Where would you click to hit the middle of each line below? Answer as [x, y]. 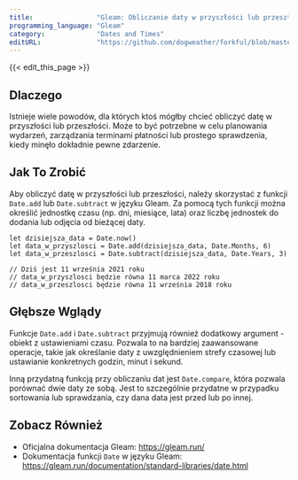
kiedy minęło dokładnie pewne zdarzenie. [85, 145]
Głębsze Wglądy [55, 312]
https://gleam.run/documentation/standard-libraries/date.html [135, 465]
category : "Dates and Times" [87, 34]
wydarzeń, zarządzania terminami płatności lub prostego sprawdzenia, [138, 135]
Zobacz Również [56, 426]
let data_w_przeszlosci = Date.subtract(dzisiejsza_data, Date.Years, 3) [149, 253]
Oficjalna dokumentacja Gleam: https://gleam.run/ [114, 446]
